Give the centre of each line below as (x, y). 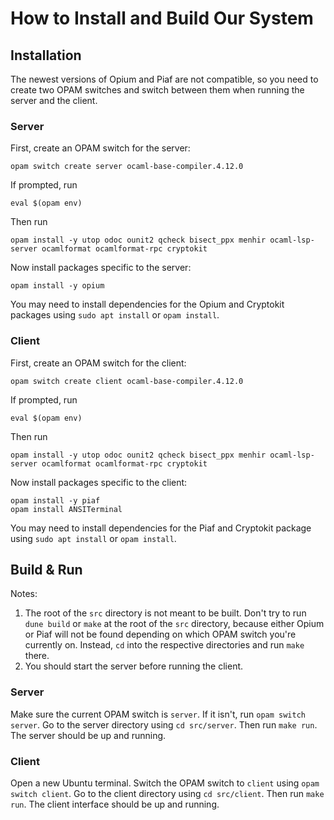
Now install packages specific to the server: (101, 268)
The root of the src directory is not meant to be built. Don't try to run (165, 613)
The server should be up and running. (88, 735)
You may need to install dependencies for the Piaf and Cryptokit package (161, 528)
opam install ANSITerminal (66, 509)
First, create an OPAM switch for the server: (100, 148)
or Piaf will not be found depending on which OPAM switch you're (160, 634)
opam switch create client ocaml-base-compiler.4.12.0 (127, 381)
